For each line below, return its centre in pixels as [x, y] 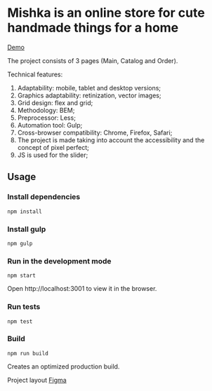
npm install [25, 212]
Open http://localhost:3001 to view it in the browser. [82, 289]
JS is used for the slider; [53, 155]
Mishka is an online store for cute [106, 13]
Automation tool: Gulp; [50, 125]
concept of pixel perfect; [53, 147]
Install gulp [27, 229]
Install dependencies [44, 197]
